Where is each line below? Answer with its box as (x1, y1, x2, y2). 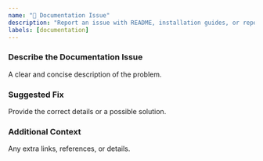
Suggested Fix (8, 89, 64, 100)
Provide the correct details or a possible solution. (8, 106, 167, 116)
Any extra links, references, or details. (8, 144, 131, 153)
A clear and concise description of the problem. (8, 70, 162, 79)
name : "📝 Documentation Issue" (8, 11, 110, 20)
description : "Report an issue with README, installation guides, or (8, 19, 240, 27)
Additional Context (8, 126, 81, 137)
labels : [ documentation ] (8, 26, 89, 34)
